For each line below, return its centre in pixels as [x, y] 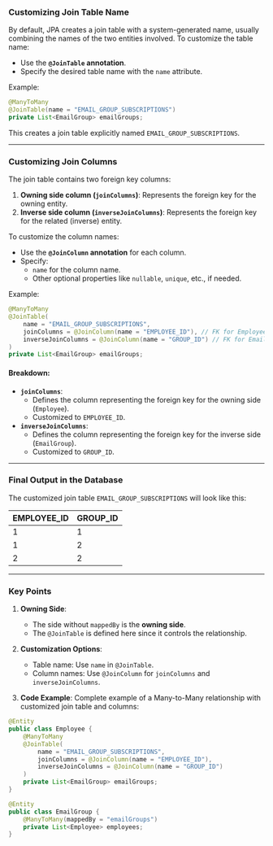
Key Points [30, 591]
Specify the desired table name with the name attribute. [111, 72]
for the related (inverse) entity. [71, 221]
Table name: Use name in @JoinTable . [93, 665]
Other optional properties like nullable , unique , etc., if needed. [137, 278]
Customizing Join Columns [63, 161]
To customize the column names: [64, 237]
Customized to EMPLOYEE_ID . [79, 416]
